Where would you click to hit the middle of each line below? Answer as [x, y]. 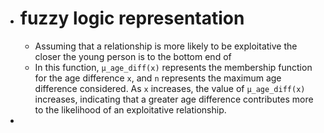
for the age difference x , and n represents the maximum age [158, 78]
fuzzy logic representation [132, 18]
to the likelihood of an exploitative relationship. [130, 109]
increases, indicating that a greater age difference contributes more [174, 99]
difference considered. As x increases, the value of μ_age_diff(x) [170, 88]
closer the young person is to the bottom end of [133, 56]
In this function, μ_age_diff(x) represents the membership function [173, 67]
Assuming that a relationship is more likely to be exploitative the [166, 46]
